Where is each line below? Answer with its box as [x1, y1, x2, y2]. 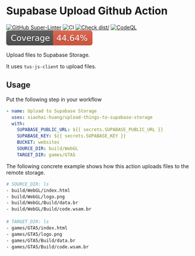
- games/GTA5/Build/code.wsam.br [6, 244, 89, 250]
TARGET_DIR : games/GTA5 [17, 151, 76, 158]
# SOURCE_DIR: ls [6, 181, 49, 187]
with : [11, 121, 26, 127]
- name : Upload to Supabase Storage [6, 108, 97, 114]
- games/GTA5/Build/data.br [6, 238, 76, 244]
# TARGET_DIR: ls [6, 219, 49, 225]
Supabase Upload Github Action [6, 4, 168, 18]
